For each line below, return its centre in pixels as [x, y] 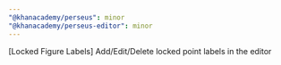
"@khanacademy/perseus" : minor [67, 17]
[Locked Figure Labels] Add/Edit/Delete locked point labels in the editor [140, 51]
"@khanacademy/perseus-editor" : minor [81, 26]
